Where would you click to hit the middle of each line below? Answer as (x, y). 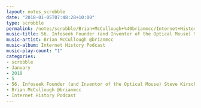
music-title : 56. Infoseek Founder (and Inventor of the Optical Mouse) (99, 34)
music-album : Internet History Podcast (56, 46)
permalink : (20, 28)
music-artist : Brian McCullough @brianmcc (60, 40)
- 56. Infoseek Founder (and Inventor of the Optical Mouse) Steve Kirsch (101, 85)
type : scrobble (25, 23)
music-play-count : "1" (34, 51)
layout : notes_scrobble (36, 12)
